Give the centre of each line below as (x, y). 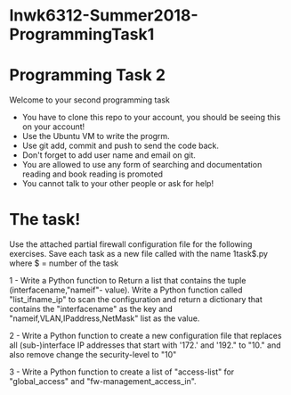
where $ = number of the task (64, 263)
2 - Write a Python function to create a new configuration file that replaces (145, 336)
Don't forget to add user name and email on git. (109, 155)
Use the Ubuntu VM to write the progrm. (96, 136)
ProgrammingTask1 (82, 34)
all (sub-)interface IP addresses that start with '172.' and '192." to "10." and (145, 345)
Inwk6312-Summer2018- (104, 16)
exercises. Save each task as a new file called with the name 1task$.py (139, 254)
